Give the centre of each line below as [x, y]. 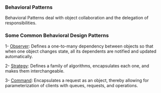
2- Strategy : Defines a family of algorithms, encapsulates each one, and [77, 66]
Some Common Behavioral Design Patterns [57, 35]
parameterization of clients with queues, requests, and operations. [72, 85]
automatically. [19, 56]
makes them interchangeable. [35, 71]
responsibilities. [21, 23]
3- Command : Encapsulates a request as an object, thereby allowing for [77, 80]
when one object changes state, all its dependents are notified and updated [81, 51]
